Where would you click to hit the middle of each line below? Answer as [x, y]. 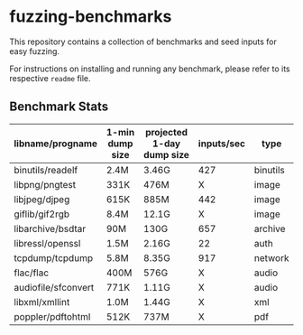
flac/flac [32, 273]
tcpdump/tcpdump [53, 257]
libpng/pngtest [45, 184]
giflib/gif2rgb [42, 214]
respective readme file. [50, 78]
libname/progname [55, 144]
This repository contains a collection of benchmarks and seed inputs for [143, 42]
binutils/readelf [46, 170]
